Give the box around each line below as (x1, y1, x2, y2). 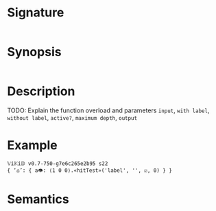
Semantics (7, 191, 70, 207)
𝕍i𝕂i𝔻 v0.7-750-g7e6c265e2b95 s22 (7, 160, 108, 167)
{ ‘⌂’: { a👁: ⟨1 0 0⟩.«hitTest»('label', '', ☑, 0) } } (7, 166, 173, 174)
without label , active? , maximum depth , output (7, 113, 138, 121)
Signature (7, 5, 64, 21)
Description (7, 84, 75, 99)
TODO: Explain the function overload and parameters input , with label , (7, 106, 210, 114)
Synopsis (7, 45, 62, 60)
